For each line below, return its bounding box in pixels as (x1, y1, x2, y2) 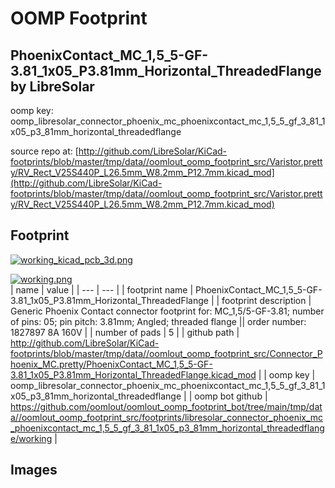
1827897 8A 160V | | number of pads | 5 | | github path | (10, 326, 240, 338)
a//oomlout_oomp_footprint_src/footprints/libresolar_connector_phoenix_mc (10, 411, 324, 423)
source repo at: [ (10, 145, 79, 157)
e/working (10, 432, 53, 444)
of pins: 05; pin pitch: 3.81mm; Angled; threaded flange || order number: (10, 315, 307, 327)
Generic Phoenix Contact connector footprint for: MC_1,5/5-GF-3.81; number (10, 305, 325, 317)
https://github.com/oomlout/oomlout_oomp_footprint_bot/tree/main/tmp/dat (10, 400, 323, 412)
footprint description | (221, 294, 312, 306)
